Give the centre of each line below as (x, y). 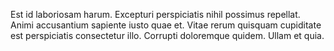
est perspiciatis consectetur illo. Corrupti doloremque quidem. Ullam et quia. (167, 35)
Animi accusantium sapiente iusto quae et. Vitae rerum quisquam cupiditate (166, 25)
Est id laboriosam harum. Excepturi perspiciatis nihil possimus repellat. (155, 14)
